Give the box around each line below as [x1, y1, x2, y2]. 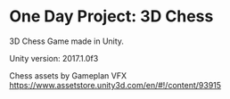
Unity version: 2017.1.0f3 [9, 53, 99, 63]
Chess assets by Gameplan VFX [9, 70, 127, 81]
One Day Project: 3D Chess [9, 6, 214, 27]
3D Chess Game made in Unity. [9, 36, 125, 46]
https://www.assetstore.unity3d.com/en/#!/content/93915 [9, 79, 221, 90]
